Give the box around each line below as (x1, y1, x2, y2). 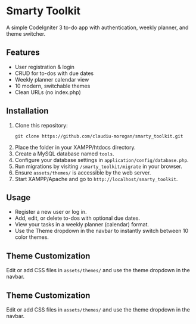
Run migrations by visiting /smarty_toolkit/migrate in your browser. (14, 163, 183, 170)
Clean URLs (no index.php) (14, 88, 82, 96)
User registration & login (14, 63, 74, 70)
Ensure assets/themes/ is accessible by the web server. (14, 169, 151, 176)
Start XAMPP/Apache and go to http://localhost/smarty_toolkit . (14, 175, 178, 182)
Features (6, 48, 40, 58)
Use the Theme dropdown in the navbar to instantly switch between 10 (14, 228, 189, 235)
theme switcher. (6, 30, 46, 37)
